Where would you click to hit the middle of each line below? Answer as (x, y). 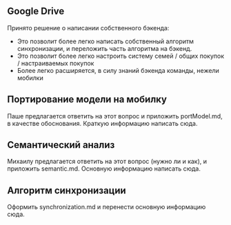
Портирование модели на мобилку (87, 99)
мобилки (30, 78)
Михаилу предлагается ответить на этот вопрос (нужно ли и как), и (107, 162)
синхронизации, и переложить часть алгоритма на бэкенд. (104, 48)
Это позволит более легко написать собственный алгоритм (106, 41)
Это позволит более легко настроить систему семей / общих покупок (121, 56)
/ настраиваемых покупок (56, 63)
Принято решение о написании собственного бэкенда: (88, 28)
